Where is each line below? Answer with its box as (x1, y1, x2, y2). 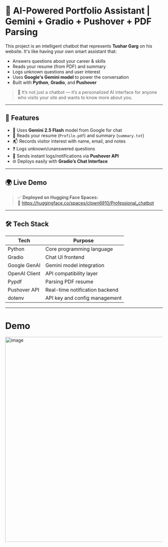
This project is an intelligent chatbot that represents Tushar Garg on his (5, 43, 152, 49)
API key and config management (45, 294, 122, 301)
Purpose (73, 237, 94, 244)
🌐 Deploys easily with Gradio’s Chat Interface (12, 158, 108, 164)
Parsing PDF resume (45, 278, 93, 285)
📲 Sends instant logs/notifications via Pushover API (12, 153, 119, 159)
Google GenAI (7, 262, 41, 269)
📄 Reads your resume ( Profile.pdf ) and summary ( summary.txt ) (12, 132, 144, 138)
